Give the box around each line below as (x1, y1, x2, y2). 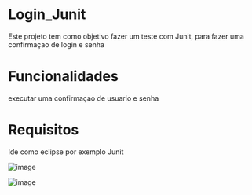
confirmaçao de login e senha (8, 39, 104, 49)
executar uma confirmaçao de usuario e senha (8, 93, 159, 103)
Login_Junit (8, 6, 86, 24)
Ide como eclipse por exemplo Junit (8, 147, 124, 156)
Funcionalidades (8, 68, 119, 86)
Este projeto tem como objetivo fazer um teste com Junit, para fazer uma (8, 31, 245, 41)
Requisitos (8, 121, 79, 139)
